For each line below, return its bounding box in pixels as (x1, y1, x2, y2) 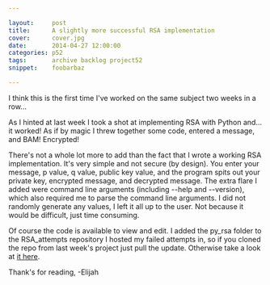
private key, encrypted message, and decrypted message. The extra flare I (8, 175, 257, 186)
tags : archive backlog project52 (8, 57, 143, 65)
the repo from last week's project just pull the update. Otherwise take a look (8, 243, 261, 253)
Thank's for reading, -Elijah (8, 267, 99, 277)
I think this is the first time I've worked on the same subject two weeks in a (8, 93, 256, 103)
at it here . (8, 251, 40, 261)
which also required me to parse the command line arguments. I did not (8, 193, 247, 203)
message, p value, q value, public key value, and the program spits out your (8, 167, 260, 177)
